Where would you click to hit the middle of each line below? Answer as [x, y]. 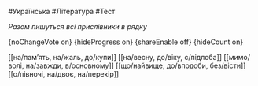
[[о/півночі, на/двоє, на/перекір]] [64, 74]
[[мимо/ [237, 57]
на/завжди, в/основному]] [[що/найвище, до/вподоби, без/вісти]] [136, 65]
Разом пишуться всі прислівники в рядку [78, 26]
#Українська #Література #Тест [62, 11]
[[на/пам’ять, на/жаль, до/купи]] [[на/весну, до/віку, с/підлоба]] [115, 57]
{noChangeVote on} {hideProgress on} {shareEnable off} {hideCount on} [126, 42]
